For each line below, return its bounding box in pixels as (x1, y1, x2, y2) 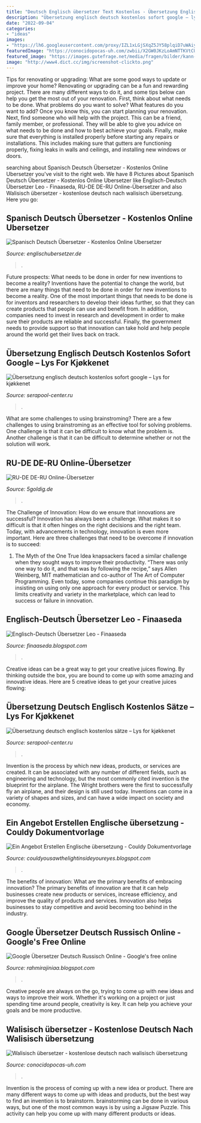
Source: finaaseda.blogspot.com (6, 642, 88, 649)
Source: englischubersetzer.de (6, 250, 82, 257)
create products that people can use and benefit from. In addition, (6, 305, 169, 312)
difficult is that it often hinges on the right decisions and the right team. (6, 521, 181, 529)
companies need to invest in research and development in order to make (6, 312, 185, 319)
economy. (6, 800, 31, 808)
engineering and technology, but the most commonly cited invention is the (6, 775, 190, 782)
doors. (6, 152, 23, 159)
